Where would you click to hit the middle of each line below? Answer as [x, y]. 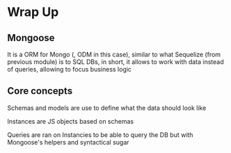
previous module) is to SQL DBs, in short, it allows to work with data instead [115, 62]
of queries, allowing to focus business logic [70, 69]
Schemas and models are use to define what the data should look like [107, 108]
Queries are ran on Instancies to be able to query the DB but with [100, 135]
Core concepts [40, 91]
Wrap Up [33, 12]
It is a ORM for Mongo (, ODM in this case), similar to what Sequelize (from [114, 54]
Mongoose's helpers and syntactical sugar [69, 142]
